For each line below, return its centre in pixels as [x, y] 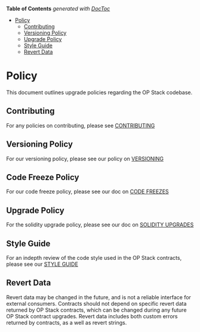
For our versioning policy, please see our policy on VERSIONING [85, 159]
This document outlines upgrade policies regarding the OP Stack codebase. [99, 92]
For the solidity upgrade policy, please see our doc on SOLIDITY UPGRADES [100, 225]
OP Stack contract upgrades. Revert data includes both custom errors [92, 316]
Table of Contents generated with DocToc [58, 9]
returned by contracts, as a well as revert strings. [67, 322]
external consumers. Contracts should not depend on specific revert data [96, 303]
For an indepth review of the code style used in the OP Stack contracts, [94, 258]
